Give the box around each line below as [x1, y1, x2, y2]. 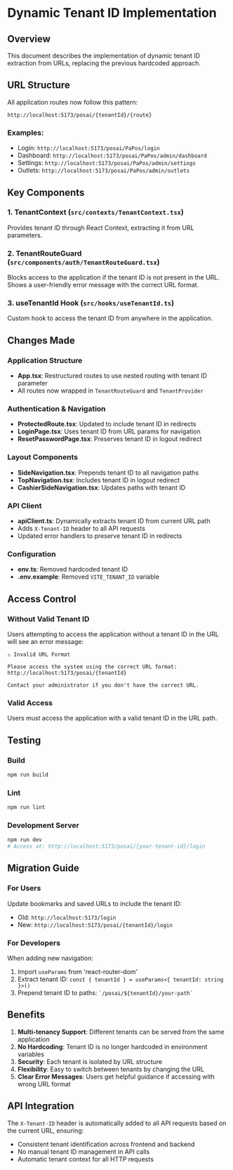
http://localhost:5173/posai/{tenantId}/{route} [7, 111, 152, 119]
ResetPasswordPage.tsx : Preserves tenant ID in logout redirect [17, 435, 202, 443]
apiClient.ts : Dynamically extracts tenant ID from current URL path [17, 516, 211, 525]
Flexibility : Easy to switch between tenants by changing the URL [17, 1065, 205, 1073]
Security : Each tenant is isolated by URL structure [17, 1057, 163, 1065]
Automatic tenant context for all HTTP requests [17, 1155, 154, 1163]
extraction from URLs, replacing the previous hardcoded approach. [7, 59, 201, 67]
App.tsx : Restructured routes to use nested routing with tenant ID [17, 372, 208, 380]
